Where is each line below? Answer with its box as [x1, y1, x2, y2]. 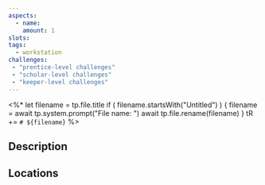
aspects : [8, 11, 37, 20]
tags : [8, 41, 26, 49]
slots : [8, 33, 30, 42]
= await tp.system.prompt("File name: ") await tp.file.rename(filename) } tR [8, 108, 253, 118]
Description [8, 140, 68, 153]
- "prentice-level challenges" [11, 64, 115, 71]
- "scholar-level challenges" [11, 71, 112, 79]
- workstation [15, 48, 62, 56]
